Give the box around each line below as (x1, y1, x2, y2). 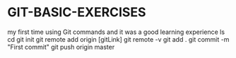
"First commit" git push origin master (7, 42, 115, 51)
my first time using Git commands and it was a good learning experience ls (7, 28, 225, 36)
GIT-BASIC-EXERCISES (7, 4, 146, 21)
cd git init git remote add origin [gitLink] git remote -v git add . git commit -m (7, 35, 230, 43)
